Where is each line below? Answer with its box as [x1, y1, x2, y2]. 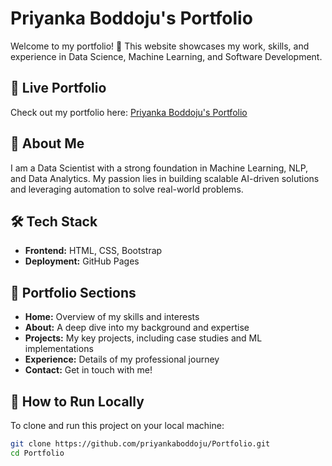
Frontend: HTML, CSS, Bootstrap [24, 245, 163, 257]
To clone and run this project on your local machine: [10, 420, 225, 431]
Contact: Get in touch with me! [24, 364, 153, 376]
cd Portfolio [10, 448, 65, 458]
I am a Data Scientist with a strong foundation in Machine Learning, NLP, [10, 162, 309, 174]
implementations [24, 343, 94, 355]
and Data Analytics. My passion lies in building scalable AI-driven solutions [10, 172, 320, 184]
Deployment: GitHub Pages [24, 255, 140, 267]
